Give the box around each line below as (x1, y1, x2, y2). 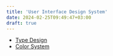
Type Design (15, 37, 48, 44)
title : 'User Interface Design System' (6, 8, 108, 15)
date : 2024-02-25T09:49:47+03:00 (6, 14, 92, 20)
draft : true (6, 20, 37, 26)
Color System (15, 43, 50, 50)
